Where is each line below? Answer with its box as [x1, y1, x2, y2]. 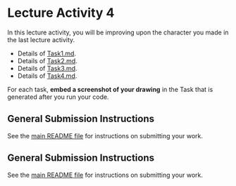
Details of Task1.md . [17, 49, 76, 58]
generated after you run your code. [7, 93, 109, 101]
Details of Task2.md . [17, 56, 77, 65]
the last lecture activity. [7, 35, 75, 44]
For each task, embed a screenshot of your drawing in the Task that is [7, 85, 213, 93]
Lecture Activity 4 [7, 5, 115, 21]
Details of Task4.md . [17, 72, 77, 80]
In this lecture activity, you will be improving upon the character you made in [7, 28, 229, 36]
